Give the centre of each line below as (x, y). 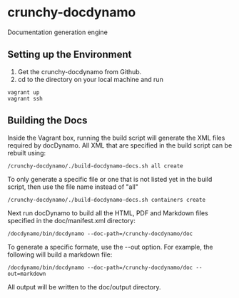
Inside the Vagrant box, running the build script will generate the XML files (116, 138)
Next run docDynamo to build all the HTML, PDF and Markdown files (108, 213)
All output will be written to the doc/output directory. (85, 287)
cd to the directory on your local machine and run (91, 79)
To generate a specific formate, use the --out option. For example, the (110, 247)
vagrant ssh (25, 98)
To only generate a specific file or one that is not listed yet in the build (110, 179)
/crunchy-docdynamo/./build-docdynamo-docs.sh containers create (106, 200)
